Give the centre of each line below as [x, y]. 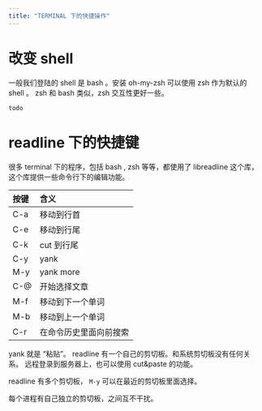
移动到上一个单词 [72, 317]
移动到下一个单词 [72, 302]
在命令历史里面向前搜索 [84, 332]
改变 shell [41, 58]
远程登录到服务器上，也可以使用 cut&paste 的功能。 [111, 364]
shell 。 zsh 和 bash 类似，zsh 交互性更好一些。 [88, 92]
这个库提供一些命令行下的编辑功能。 [69, 177]
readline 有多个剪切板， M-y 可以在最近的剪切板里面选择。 [105, 381]
